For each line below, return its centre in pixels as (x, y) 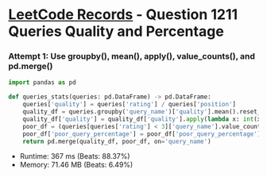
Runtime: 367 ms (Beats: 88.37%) (75, 156)
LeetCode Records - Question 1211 (123, 15)
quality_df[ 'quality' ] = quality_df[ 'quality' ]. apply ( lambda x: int (138, 119)
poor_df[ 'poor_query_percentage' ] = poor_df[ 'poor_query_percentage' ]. (143, 134)
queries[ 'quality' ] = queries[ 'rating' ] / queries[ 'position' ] (130, 105)
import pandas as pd (43, 83)
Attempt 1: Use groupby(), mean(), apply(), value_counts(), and (132, 56)
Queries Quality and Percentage (116, 31)
